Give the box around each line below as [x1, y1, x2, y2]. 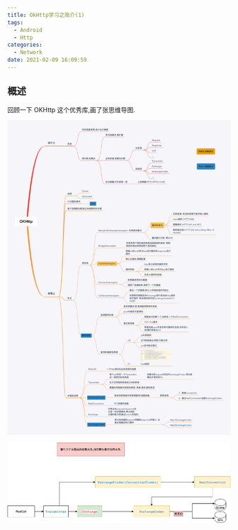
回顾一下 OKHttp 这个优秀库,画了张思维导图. [7, 105, 136, 114]
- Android [13, 26, 42, 33]
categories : [7, 41, 42, 49]
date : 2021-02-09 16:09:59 [7, 57, 87, 64]
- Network [13, 49, 42, 56]
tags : [7, 18, 23, 26]
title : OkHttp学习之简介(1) [7, 11, 85, 18]
